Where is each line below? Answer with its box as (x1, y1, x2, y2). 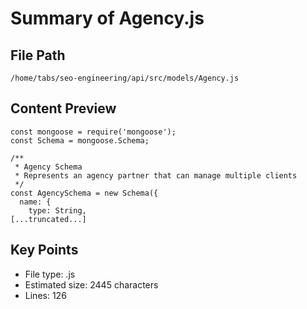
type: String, (28, 205, 87, 216)
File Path (10, 47, 66, 64)
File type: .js (24, 268, 76, 280)
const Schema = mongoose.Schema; (10, 135, 150, 146)
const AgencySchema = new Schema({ (10, 188, 159, 198)
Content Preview (10, 100, 117, 117)
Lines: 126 (24, 289, 67, 301)
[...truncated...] (10, 214, 87, 224)
